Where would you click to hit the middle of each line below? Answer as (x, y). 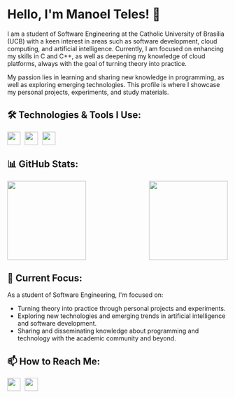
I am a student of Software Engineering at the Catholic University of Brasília (116, 34)
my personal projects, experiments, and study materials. (88, 92)
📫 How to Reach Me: (54, 361)
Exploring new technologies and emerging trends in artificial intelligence (121, 316)
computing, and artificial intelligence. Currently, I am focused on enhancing (115, 48)
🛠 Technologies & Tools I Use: (74, 115)
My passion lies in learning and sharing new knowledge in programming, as (116, 77)
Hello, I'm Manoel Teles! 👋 (84, 14)
